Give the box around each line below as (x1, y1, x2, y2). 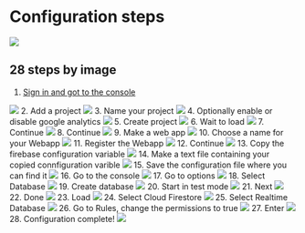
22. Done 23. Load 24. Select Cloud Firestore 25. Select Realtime (9, 191, 289, 202)
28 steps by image (9, 62, 117, 78)
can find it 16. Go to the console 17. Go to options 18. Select (9, 170, 266, 181)
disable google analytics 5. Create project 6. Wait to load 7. (9, 116, 265, 127)
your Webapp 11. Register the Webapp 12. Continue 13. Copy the (9, 137, 285, 148)
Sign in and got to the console (22, 86, 136, 97)
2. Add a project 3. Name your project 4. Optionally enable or (20, 105, 273, 116)
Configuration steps (9, 6, 165, 27)
